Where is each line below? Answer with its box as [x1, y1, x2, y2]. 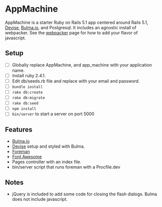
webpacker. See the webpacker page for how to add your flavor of [5, 30, 138, 35]
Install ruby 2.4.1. [12, 72, 46, 78]
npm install [12, 106, 36, 111]
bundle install [12, 84, 43, 89]
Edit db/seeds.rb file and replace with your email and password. [12, 78, 140, 84]
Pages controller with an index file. [12, 159, 81, 165]
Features [5, 125, 32, 134]
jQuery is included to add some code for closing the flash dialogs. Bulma [12, 191, 158, 197]
